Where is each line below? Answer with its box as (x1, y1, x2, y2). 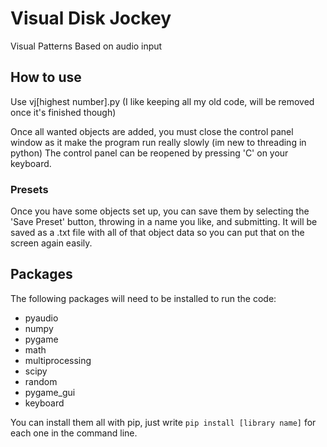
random (24, 375, 58, 387)
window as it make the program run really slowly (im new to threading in (10, 136, 307, 148)
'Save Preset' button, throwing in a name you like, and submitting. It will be (10, 216, 318, 228)
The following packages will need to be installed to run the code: (10, 292, 277, 304)
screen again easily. (10, 237, 93, 249)
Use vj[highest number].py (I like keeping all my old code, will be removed (10, 95, 315, 107)
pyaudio (24, 312, 59, 324)
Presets (10, 182, 49, 196)
